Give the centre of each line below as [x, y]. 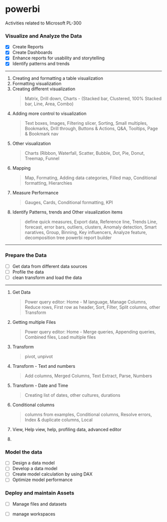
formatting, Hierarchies [48, 183]
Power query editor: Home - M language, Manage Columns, [86, 302]
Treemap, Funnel [42, 159]
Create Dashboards [32, 52]
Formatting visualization [37, 84]
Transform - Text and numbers [44, 366]
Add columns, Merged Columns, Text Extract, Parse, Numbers [88, 376]
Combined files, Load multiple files [60, 337]
